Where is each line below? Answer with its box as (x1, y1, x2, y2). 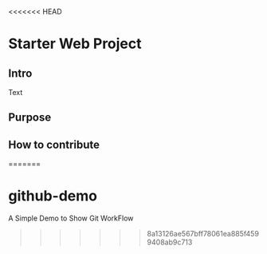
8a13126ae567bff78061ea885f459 (147, 229, 259, 239)
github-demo (8, 187, 98, 205)
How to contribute (8, 137, 100, 151)
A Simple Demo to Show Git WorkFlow (8, 213, 134, 223)
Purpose (8, 111, 52, 125)
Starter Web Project (8, 35, 142, 53)
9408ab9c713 (147, 237, 193, 247)
